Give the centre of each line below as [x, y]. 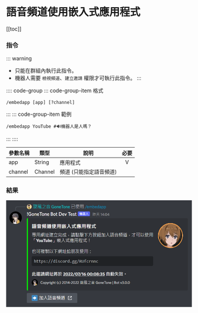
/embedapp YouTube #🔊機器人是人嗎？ [49, 127]
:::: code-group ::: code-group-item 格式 [55, 91]
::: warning [19, 58]
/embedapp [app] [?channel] [41, 103]
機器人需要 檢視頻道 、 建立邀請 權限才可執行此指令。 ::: [78, 78]
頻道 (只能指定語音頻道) [88, 172]
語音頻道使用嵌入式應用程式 [73, 12]
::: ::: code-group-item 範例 [39, 114]
